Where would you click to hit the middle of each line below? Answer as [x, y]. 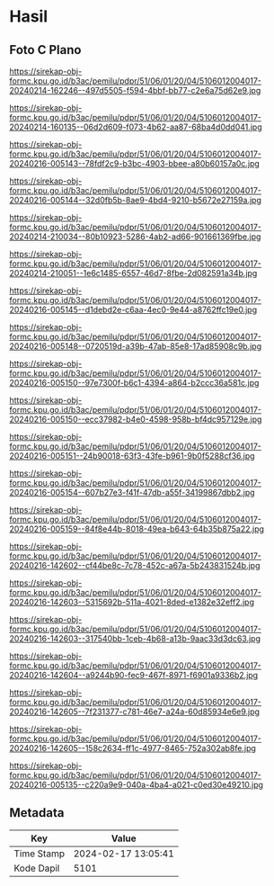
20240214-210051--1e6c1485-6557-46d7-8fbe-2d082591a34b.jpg [133, 273]
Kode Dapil [37, 868]
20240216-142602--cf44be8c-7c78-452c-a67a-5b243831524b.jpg [135, 565]
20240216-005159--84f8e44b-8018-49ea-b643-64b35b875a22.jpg [137, 529]
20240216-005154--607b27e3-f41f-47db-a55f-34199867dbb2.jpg [132, 492]
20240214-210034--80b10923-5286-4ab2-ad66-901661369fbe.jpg [135, 237]
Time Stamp [40, 854]
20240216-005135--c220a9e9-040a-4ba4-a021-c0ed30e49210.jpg [136, 785]
